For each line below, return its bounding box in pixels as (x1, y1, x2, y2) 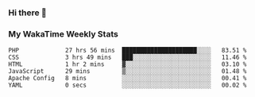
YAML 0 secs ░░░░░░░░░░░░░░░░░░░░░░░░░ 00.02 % (8, 81, 247, 90)
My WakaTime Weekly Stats (8, 28, 119, 39)
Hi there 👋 (8, 7, 48, 18)
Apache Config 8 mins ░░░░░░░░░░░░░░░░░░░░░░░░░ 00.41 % (8, 75, 247, 83)
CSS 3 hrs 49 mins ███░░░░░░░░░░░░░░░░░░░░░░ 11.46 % (8, 53, 247, 62)
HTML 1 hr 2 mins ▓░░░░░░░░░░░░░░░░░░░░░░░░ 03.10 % (8, 60, 247, 68)
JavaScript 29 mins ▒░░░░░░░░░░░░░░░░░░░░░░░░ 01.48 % (8, 68, 247, 76)
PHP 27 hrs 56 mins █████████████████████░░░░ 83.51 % (8, 47, 247, 55)
